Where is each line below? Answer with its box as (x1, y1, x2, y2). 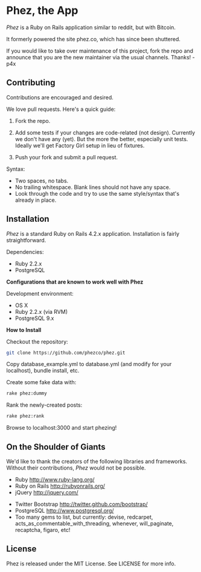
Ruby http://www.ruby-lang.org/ (14, 476, 95, 483)
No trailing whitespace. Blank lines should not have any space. (14, 183, 171, 191)
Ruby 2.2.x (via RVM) (14, 308, 68, 315)
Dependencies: (6, 248, 44, 255)
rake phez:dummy (6, 390, 47, 397)
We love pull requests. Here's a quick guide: (6, 105, 116, 113)
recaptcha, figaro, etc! (14, 527, 71, 533)
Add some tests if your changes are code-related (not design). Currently (14, 128, 196, 136)
